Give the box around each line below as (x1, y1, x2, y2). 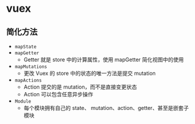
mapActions (14, 77, 42, 83)
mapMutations (14, 64, 48, 70)
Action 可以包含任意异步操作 (23, 91, 93, 97)
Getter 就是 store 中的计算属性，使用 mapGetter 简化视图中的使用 (23, 56, 184, 63)
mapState (14, 44, 37, 50)
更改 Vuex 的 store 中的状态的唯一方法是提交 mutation (23, 70, 156, 77)
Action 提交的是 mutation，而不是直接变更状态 (23, 83, 137, 90)
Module (14, 99, 32, 105)
